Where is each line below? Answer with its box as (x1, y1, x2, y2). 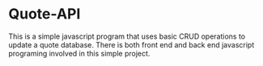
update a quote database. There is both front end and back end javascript (8, 39, 255, 49)
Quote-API (8, 5, 81, 23)
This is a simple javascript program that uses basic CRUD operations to (8, 31, 246, 41)
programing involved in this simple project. (8, 48, 151, 58)
